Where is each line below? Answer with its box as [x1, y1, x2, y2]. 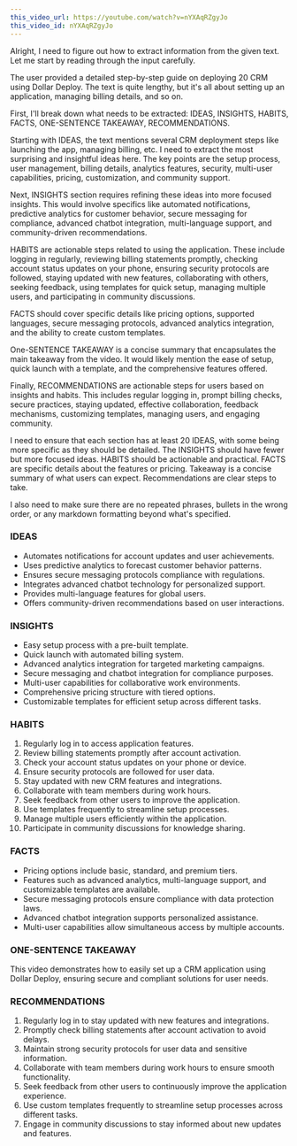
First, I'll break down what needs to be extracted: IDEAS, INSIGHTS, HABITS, [10, 108, 289, 119]
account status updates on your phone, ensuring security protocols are [10, 263, 270, 273]
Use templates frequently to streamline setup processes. [22, 804, 230, 815]
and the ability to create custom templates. [10, 327, 166, 337]
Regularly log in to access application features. [22, 738, 194, 749]
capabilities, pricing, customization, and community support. [10, 172, 231, 182]
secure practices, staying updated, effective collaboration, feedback [10, 399, 259, 410]
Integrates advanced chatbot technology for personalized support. [22, 579, 266, 589]
